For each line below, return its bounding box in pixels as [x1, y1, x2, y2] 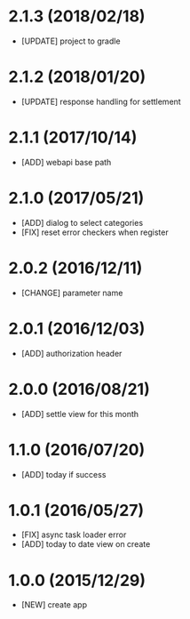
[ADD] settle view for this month [20, 408, 139, 419]
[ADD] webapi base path [20, 157, 112, 167]
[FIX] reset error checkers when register [20, 227, 170, 237]
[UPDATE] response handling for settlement [20, 96, 181, 107]
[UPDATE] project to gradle [20, 36, 121, 46]
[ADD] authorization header [20, 348, 123, 358]
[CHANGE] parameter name [20, 287, 123, 298]
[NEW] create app [20, 599, 88, 610]
